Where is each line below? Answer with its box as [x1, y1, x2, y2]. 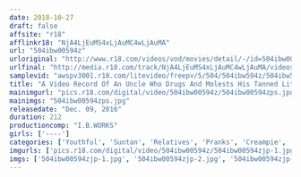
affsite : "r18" [9, 29, 66, 38]
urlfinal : [9, 63, 47, 72]
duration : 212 [9, 113, 63, 122]
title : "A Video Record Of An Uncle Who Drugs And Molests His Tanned [9, 80, 279, 88]
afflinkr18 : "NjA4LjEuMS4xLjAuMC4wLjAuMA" [9, 38, 170, 47]
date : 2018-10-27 [9, 13, 74, 22]
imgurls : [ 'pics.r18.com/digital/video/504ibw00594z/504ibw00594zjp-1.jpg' [9, 146, 298, 155]
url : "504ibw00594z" [9, 46, 87, 55]
